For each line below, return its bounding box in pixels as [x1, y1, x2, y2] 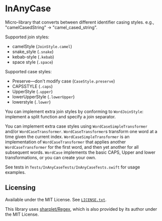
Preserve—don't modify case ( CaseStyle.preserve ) [12, 78, 115, 84]
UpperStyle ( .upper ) [12, 88, 53, 94]
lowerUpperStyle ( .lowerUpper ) [12, 94, 75, 100]
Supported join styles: [5, 34, 49, 40]
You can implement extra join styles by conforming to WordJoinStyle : [5, 109, 143, 114]
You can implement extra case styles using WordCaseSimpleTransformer [5, 123, 148, 129]
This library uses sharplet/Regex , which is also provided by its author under [5, 206, 158, 212]
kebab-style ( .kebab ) [12, 54, 54, 59]
